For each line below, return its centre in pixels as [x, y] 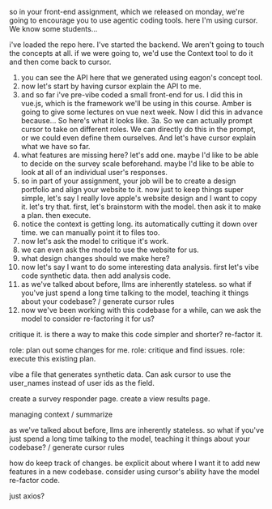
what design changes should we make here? [95, 258]
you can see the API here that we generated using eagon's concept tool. [142, 77]
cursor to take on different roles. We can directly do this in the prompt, [138, 129]
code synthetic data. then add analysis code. [96, 276]
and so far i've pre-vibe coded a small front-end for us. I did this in [132, 95]
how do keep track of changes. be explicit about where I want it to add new [135, 463]
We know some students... [53, 29]
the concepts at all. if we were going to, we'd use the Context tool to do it [131, 53]
